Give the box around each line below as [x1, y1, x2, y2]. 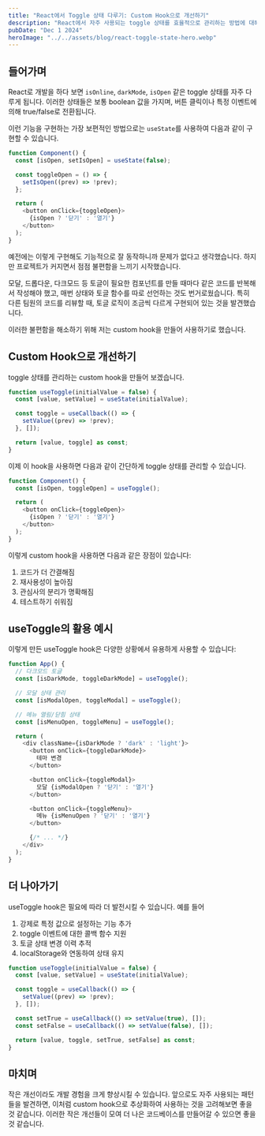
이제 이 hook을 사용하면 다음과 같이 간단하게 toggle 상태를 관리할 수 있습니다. [8, 461, 247, 470]
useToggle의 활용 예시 [8, 622, 114, 636]
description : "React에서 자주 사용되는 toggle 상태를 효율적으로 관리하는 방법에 [8, 19, 246, 27]
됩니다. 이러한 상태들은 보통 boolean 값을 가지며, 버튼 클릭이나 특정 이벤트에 [22, 97, 257, 106]
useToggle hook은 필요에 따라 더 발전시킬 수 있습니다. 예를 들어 [8, 902, 205, 911]
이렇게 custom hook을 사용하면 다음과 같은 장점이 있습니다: [8, 550, 192, 560]
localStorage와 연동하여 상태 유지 [19, 948, 125, 958]
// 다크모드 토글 [15, 667, 62, 675]
